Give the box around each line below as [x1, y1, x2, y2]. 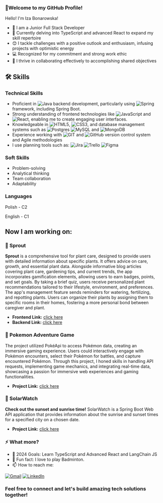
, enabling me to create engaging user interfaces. [28, 116, 127, 122]
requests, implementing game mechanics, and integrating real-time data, [5, 363, 151, 369]
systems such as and [12, 126, 99, 132]
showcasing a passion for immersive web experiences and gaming [5, 368, 139, 374]
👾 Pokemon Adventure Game [5, 332, 74, 339]
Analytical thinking [12, 170, 50, 177]
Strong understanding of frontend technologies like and [12, 111, 151, 117]
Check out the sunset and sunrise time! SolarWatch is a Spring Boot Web [5, 406, 154, 412]
